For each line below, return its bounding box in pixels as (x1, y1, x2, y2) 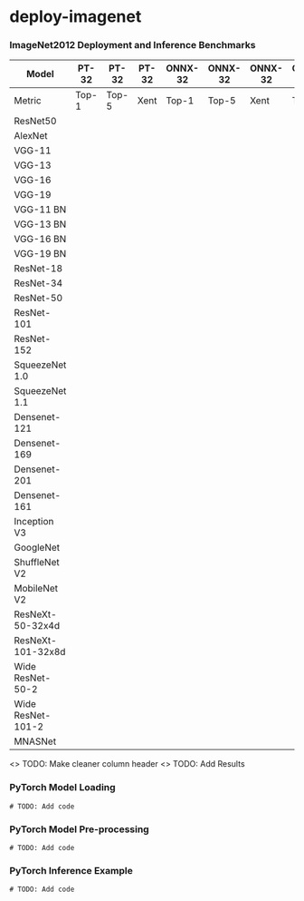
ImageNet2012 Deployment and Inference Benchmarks (9, 39, 256, 52)
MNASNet (14, 735, 57, 748)
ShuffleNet (14, 556, 61, 569)
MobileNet (14, 583, 59, 595)
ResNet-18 (14, 262, 63, 275)
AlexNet (14, 130, 48, 142)
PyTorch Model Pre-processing (9, 823, 149, 836)
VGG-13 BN (14, 218, 67, 230)
